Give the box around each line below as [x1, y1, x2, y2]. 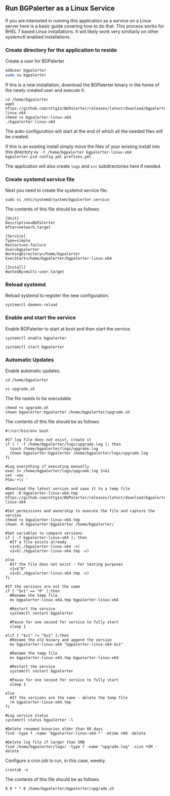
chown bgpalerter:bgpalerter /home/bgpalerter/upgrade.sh [5, 410, 130, 415]
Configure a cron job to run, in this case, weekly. [5, 757, 106, 764]
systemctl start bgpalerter [5, 344, 65, 350]
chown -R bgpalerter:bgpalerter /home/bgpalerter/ [5, 522, 114, 527]
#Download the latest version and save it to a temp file [5, 486, 130, 492]
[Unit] [5, 216, 19, 221]
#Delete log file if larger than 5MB [5, 740, 85, 745]
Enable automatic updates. [5, 368, 61, 374]
